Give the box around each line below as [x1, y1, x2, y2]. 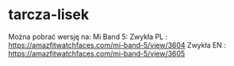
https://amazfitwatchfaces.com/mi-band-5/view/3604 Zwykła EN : [8, 40, 226, 49]
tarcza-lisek [8, 6, 90, 24]
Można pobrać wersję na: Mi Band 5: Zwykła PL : [8, 32, 168, 41]
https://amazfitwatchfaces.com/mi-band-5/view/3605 [8, 49, 186, 58]
